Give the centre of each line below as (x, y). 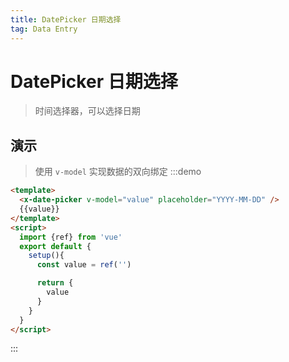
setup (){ (46, 256)
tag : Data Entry (44, 29)
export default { (55, 246)
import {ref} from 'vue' (71, 237)
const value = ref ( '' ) (84, 265)
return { (55, 283)
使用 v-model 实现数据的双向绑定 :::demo (118, 172)
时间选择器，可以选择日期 (87, 111)
